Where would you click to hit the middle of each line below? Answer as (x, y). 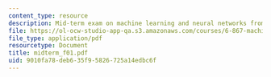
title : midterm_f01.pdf (48, 53)
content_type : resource (48, 16)
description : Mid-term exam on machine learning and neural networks (128, 23)
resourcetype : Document (48, 46)
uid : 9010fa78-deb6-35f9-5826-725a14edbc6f (83, 61)
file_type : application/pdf (56, 38)
